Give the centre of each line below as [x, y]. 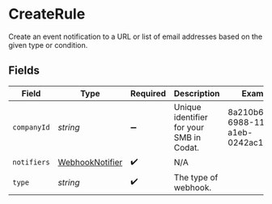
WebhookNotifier [90, 163]
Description [197, 93]
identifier [191, 117]
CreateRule [47, 14]
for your [189, 127]
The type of [196, 177]
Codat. [187, 147]
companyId [31, 127]
